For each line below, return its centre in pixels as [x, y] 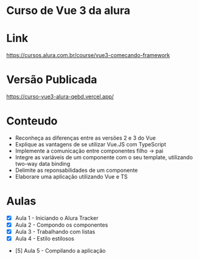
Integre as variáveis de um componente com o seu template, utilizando [104, 157]
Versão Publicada [52, 80]
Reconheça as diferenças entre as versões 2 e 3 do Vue [86, 138]
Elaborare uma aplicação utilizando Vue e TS [71, 176]
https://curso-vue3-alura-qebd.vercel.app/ [60, 97]
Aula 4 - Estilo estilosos [45, 239]
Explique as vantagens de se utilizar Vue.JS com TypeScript [90, 144]
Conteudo [32, 121]
